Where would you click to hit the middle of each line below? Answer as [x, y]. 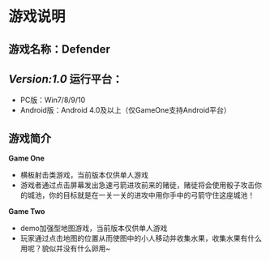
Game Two [27, 212]
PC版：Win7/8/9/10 [53, 100]
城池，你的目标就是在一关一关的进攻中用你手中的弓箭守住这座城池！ [141, 195]
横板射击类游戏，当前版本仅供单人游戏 [84, 175]
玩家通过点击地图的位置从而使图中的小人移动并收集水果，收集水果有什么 [141, 238]
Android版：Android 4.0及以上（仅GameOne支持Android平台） [125, 110]
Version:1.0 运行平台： [66, 79]
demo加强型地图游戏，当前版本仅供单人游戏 [94, 229]
